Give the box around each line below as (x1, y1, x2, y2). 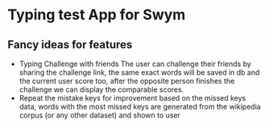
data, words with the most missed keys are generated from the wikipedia (19, 102, 261, 111)
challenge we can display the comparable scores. (19, 85, 184, 94)
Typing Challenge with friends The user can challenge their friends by (19, 59, 251, 68)
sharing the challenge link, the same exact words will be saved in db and (19, 68, 260, 77)
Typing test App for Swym (7, 6, 186, 24)
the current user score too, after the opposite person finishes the (19, 76, 235, 85)
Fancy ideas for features (7, 38, 133, 52)
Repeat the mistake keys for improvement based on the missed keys (19, 93, 246, 102)
